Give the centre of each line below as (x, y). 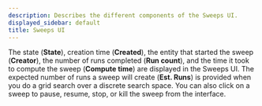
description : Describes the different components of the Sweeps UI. (123, 15)
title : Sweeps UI (37, 30)
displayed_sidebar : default (54, 23)
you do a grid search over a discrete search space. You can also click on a (129, 86)
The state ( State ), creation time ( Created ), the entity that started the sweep (131, 53)
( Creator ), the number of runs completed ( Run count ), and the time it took (129, 60)
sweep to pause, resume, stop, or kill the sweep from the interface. (117, 94)
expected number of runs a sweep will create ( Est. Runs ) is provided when (130, 77)
